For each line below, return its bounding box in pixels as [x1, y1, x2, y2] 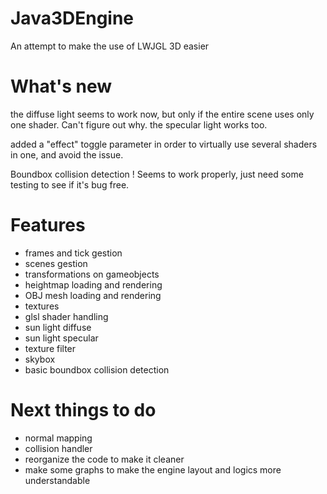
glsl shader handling [24, 310, 109, 322]
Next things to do [10, 399, 157, 421]
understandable [24, 474, 91, 486]
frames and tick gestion [24, 247, 123, 259]
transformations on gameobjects [24, 268, 160, 280]
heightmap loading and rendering [24, 278, 163, 291]
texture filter [24, 342, 77, 354]
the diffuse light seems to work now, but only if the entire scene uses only [10, 108, 315, 120]
